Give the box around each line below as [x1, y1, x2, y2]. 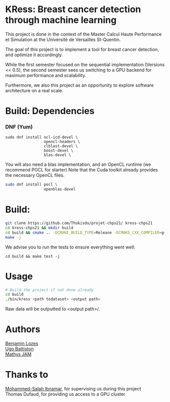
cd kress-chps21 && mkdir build [5, 225, 73, 230]
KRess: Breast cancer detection [5, 4, 141, 15]
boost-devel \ [44, 148, 73, 153]
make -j [5, 235, 22, 240]
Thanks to [5, 369, 49, 381]
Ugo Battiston [5, 346, 34, 352]
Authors [5, 323, 40, 335]
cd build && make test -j [5, 253, 60, 259]
